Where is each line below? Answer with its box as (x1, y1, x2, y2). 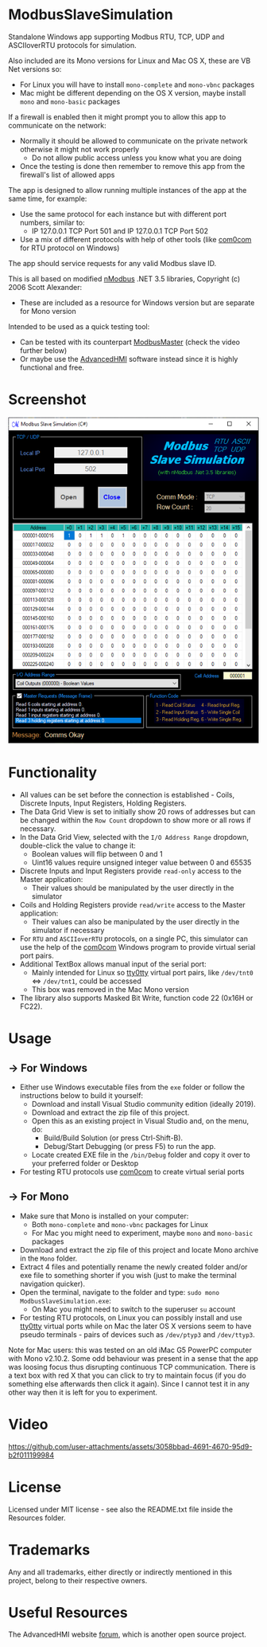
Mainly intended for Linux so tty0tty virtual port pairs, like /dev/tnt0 (31, 967, 253, 977)
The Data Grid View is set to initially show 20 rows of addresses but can (19, 806, 256, 816)
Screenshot (8, 390, 87, 409)
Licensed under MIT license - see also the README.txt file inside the (8, 1504, 233, 1514)
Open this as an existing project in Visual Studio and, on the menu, (31, 1116, 250, 1125)
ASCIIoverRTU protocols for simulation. (8, 40, 137, 49)
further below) (19, 345, 68, 355)
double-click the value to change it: (19, 841, 137, 850)
